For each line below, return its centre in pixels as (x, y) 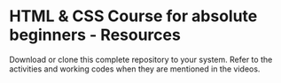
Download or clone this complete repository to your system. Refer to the (141, 59)
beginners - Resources (95, 35)
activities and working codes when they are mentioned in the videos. (135, 69)
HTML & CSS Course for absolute (133, 16)
